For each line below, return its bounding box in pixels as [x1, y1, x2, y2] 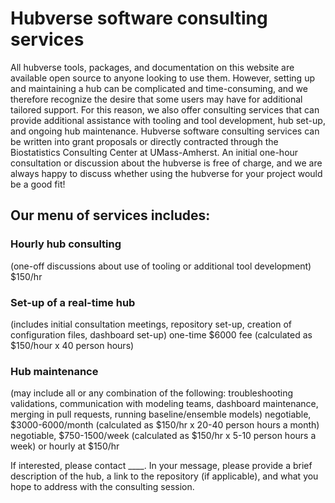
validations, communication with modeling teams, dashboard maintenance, [10, 398, 319, 410]
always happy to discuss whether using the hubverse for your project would [10, 167, 323, 179]
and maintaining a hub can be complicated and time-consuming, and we [10, 82, 308, 94]
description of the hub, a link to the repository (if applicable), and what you [10, 470, 319, 482]
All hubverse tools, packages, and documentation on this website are [10, 61, 295, 73]
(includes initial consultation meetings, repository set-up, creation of [10, 318, 293, 330]
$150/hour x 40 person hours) [10, 339, 135, 351]
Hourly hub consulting [10, 237, 122, 251]
